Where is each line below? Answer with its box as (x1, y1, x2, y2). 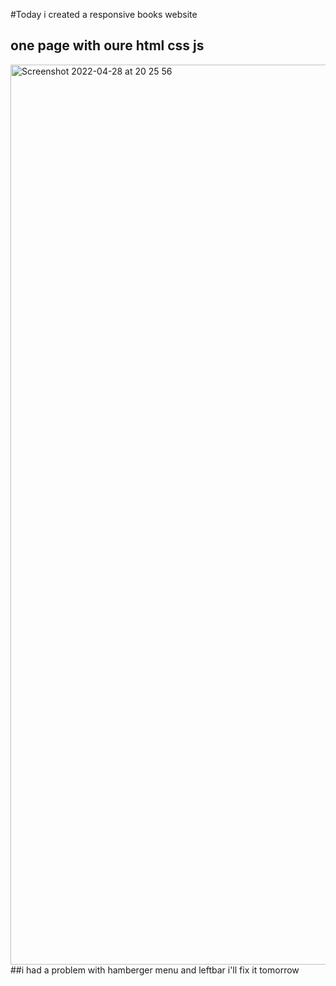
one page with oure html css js (10, 37, 205, 54)
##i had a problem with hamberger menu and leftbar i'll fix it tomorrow (10, 964, 300, 976)
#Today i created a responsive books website (10, 9, 198, 20)
